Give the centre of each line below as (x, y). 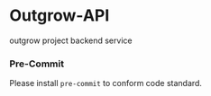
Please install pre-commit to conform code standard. (106, 83)
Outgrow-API (60, 16)
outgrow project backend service (71, 40)
